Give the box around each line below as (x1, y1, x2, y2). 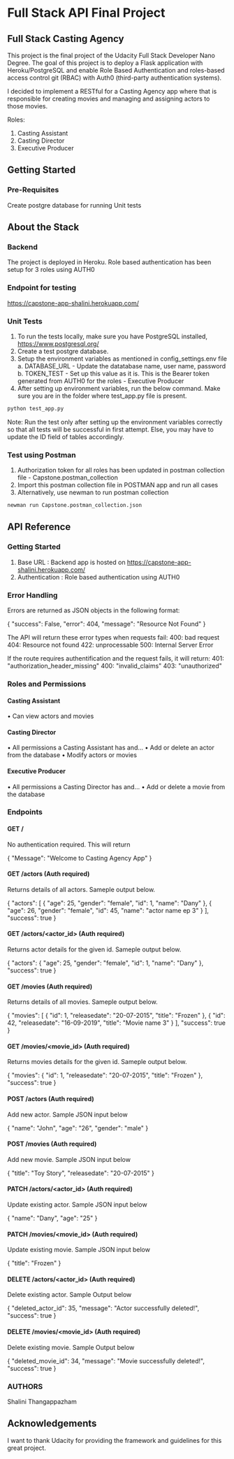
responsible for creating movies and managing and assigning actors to (7, 94, 210, 103)
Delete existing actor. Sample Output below (7, 1291, 132, 1299)
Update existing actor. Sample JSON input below (7, 1200, 148, 1209)
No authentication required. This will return (7, 840, 131, 849)
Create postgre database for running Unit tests (7, 201, 142, 209)
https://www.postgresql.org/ (17, 339, 99, 347)
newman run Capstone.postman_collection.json (7, 502, 142, 509)
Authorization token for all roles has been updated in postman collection (17, 466, 225, 475)
